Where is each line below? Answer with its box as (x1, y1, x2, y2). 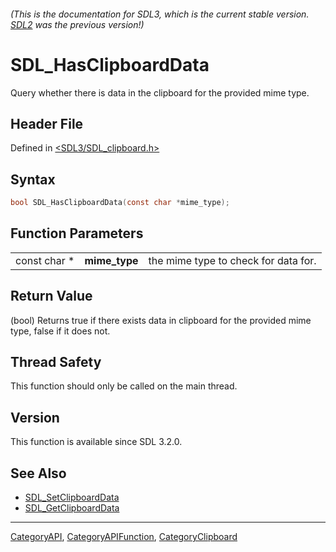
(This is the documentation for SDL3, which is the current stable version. (10, 8, 310, 20)
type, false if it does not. (10, 325, 111, 337)
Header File (10, 115, 84, 132)
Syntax (10, 171, 56, 188)
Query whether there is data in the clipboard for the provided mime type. (10, 86, 310, 99)
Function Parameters (10, 225, 144, 242)
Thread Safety (10, 354, 102, 371)
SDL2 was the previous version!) (10, 18, 145, 30)
